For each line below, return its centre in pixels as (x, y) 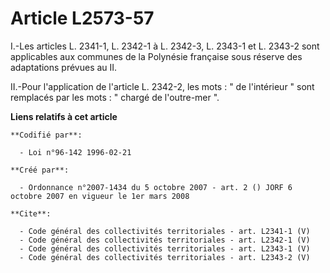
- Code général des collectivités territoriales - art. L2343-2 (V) (165, 257)
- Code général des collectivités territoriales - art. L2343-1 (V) (165, 248)
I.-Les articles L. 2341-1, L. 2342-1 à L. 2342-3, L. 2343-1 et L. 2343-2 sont (165, 46)
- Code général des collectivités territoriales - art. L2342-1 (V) (165, 240)
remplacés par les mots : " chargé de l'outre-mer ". (115, 97)
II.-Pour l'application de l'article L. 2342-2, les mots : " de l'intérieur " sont (162, 86)
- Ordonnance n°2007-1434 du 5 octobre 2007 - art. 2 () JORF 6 (156, 187)
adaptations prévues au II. (64, 67)
